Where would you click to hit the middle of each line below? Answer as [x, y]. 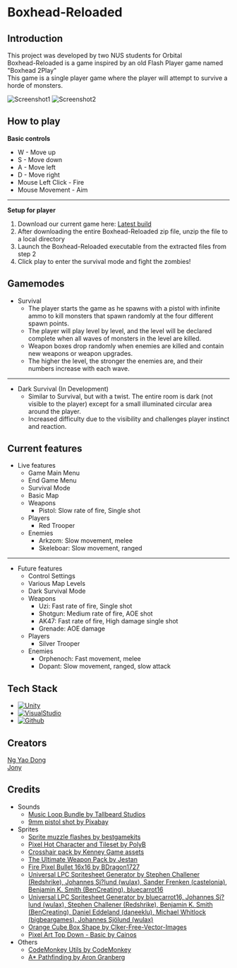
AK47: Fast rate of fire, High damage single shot [108, 621]
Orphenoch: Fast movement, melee [90, 659]
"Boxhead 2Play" [32, 70]
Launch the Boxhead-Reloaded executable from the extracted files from [122, 246]
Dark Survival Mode [57, 591]
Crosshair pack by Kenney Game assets [86, 852]
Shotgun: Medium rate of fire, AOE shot [96, 613]
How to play [34, 121]
